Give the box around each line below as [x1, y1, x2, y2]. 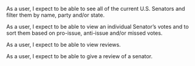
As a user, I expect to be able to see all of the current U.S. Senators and [6, 5, 185, 12]
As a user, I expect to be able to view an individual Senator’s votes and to [6, 23, 190, 30]
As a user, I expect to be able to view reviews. [6, 41, 121, 48]
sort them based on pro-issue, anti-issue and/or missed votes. [6, 29, 163, 37]
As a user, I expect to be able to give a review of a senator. [6, 53, 153, 59]
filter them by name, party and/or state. [6, 11, 105, 19]
